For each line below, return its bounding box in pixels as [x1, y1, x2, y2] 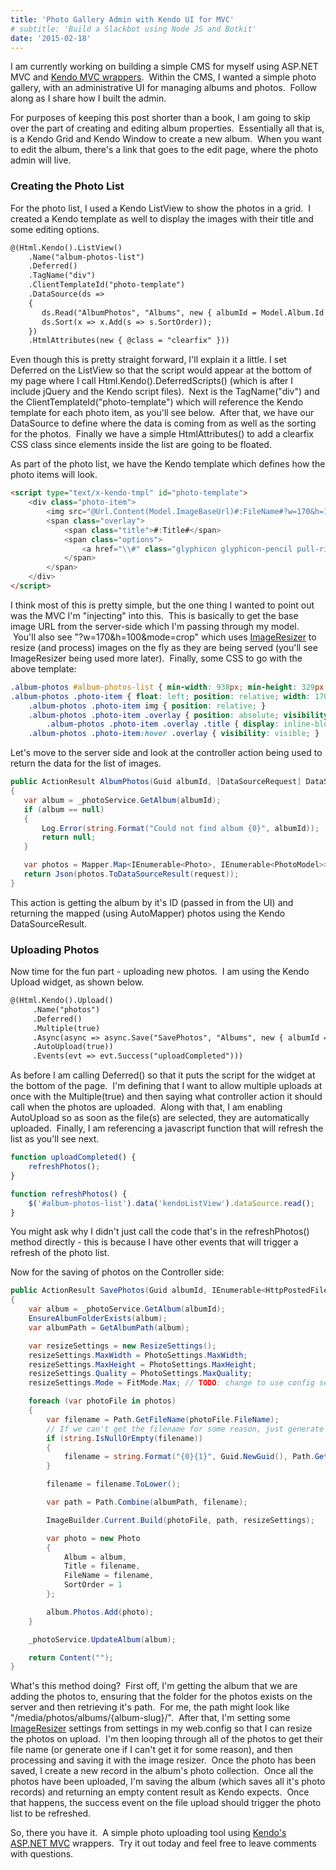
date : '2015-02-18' [10, 33, 92, 43]
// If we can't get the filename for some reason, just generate [46, 1424, 325, 1434]
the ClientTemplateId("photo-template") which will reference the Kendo [10, 396, 304, 408]
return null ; [41, 832, 97, 843]
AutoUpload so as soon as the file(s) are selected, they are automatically [10, 1112, 310, 1124]
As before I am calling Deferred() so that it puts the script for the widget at [10, 1069, 316, 1081]
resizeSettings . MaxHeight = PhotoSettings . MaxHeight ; [28, 1359, 257, 1370]
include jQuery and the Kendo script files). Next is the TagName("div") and [10, 386, 320, 398]
